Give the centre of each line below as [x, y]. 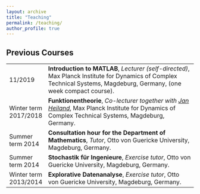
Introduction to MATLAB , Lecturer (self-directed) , [119, 69]
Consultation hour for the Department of [107, 133]
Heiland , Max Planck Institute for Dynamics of [112, 108]
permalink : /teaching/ [34, 23]
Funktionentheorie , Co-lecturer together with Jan [118, 101]
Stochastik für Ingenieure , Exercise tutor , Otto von [119, 158]
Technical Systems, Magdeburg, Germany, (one [115, 84]
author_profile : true [33, 28]
